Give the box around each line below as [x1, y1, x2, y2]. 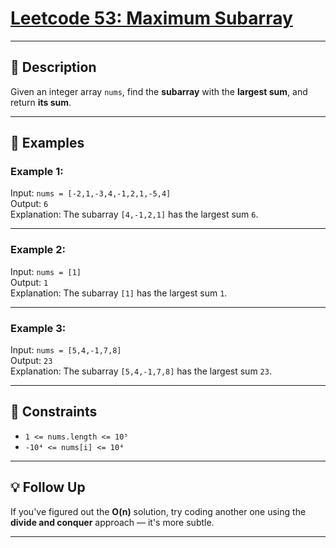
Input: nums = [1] [10, 265, 82, 277]
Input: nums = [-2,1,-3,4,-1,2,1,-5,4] [10, 187, 172, 199]
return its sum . [10, 96, 72, 108]
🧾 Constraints [10, 403, 98, 421]
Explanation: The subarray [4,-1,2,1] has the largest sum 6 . [10, 208, 259, 221]
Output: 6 [10, 198, 49, 210]
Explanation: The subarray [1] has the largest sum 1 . [10, 287, 228, 299]
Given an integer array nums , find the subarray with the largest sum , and [10, 85, 308, 97]
